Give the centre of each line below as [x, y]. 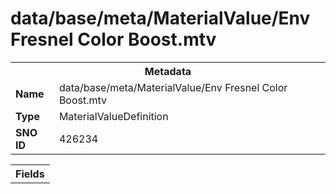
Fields [30, 174]
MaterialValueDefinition [113, 116]
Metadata [168, 71]
